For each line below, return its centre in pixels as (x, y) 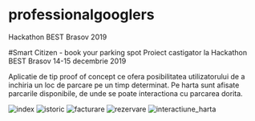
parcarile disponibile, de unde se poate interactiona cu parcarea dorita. (125, 93)
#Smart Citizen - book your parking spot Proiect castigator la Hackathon (127, 52)
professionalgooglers (81, 15)
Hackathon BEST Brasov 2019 (58, 37)
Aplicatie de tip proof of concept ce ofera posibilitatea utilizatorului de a (127, 76)
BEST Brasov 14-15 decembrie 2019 (67, 61)
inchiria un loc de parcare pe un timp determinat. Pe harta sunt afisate (124, 85)
